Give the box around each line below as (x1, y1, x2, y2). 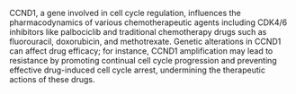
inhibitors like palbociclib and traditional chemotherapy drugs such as (9, 27, 267, 37)
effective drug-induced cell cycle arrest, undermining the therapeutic (9, 64, 265, 75)
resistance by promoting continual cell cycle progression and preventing (9, 56, 277, 65)
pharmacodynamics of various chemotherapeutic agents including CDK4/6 (9, 17, 288, 28)
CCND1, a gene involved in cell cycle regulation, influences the (9, 8, 241, 18)
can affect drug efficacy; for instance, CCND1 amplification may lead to (9, 46, 274, 56)
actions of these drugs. (9, 74, 95, 84)
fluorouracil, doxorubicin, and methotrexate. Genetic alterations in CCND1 (9, 36, 282, 47)
